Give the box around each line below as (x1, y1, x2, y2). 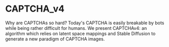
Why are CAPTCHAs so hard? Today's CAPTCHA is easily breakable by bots (5, 20, 164, 26)
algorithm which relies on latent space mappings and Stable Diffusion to (5, 30, 156, 36)
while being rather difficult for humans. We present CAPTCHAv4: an (5, 25, 147, 31)
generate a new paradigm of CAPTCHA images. (5, 36, 105, 42)
